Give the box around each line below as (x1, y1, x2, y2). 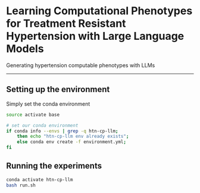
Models (6, 42, 44, 56)
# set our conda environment (6, 122, 79, 128)
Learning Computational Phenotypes (6, 4, 193, 18)
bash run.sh (6, 182, 36, 188)
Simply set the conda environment (6, 100, 90, 107)
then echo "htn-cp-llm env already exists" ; (17, 134, 129, 140)
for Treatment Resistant (6, 17, 126, 30)
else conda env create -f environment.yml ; (17, 139, 127, 145)
